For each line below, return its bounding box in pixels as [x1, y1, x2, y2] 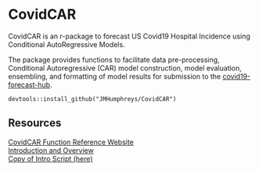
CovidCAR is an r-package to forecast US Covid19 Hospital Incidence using [8, 31, 250, 41]
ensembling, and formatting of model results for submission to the [8, 71, 221, 81]
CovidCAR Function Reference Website [8, 137, 135, 147]
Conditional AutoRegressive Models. [8, 39, 125, 49]
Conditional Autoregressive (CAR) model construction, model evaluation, [8, 63, 243, 72]
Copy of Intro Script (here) [8, 154, 93, 163]
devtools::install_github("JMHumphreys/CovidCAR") [8, 95, 177, 103]
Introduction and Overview [8, 145, 94, 155]
